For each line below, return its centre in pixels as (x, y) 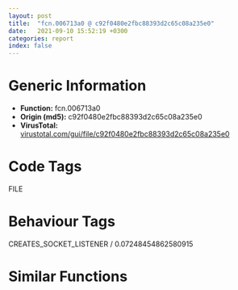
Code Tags (45, 167)
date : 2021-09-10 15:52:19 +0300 (68, 31)
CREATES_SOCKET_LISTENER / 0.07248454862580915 (101, 244)
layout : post (30, 16)
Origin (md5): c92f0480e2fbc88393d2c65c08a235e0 (111, 117)
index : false (30, 46)
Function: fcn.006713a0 (60, 108)
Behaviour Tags (62, 222)
